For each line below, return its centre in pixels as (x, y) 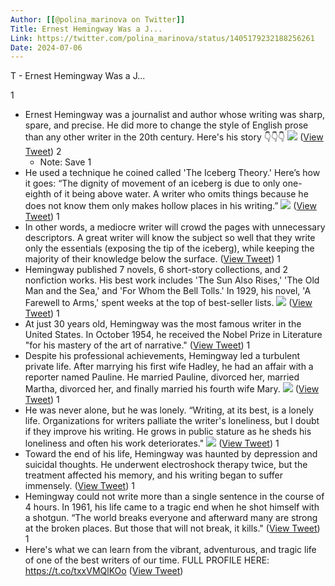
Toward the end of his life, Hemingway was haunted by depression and (171, 454)
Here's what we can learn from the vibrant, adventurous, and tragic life (170, 550)
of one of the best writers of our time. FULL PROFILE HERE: (147, 560)
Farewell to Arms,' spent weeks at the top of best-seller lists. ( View (168, 303)
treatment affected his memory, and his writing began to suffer (154, 475)
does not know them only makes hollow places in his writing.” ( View (170, 206)
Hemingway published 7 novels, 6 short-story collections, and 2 (156, 270)
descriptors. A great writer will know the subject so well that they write (170, 238)
